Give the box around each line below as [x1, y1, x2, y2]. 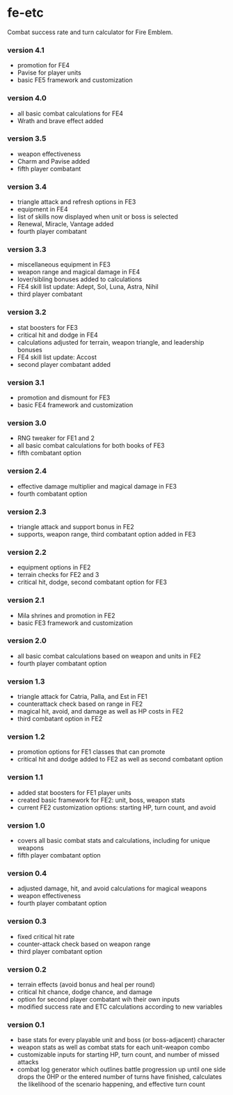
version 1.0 [7, 820, 45, 830]
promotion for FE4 [17, 61, 70, 70]
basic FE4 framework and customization [17, 401, 134, 409]
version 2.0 [7, 636, 47, 645]
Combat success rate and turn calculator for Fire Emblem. [7, 28, 173, 36]
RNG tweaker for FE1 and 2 [17, 434, 95, 443]
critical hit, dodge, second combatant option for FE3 [17, 578, 167, 586]
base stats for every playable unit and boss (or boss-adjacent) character [17, 1036, 225, 1044]
